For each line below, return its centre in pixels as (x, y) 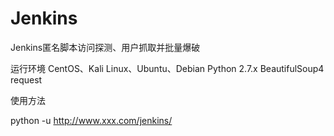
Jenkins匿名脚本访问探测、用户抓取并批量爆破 (105, 47)
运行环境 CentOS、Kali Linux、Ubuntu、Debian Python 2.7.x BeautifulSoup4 (167, 68)
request (26, 79)
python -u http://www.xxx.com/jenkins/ (91, 120)
